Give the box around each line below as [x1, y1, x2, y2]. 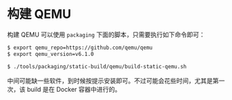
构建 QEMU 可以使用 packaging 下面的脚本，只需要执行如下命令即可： [7, 30, 206, 39]
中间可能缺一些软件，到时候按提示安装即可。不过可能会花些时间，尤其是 [7, 77, 213, 85]
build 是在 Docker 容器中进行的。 [26, 85, 122, 93]
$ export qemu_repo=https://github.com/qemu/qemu [7, 44, 153, 51]
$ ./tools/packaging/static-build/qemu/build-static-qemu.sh [7, 63, 187, 70]
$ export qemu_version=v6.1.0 [7, 50, 95, 57]
